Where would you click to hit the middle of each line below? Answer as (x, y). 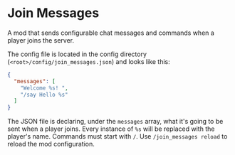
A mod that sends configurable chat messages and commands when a (111, 33)
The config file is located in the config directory (77, 54)
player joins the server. (41, 40)
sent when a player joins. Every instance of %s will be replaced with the (111, 129)
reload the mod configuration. (51, 144)
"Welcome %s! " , (45, 88)
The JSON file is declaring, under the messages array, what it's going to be (115, 122)
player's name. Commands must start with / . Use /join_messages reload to (117, 137)
